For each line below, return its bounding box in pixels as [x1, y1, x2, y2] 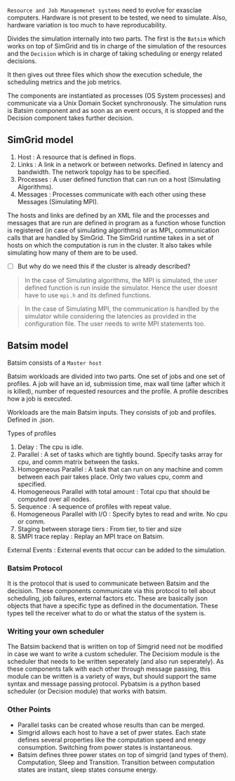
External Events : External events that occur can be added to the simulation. [7, 545, 227, 554]
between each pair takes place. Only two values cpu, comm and [17, 472, 203, 481]
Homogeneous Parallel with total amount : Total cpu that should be [17, 487, 210, 495]
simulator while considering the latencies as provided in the [24, 312, 196, 320]
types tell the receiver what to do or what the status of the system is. [7, 608, 206, 617]
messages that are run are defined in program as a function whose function [7, 218, 226, 227]
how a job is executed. [7, 394, 72, 403]
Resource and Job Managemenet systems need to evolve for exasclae [7, 6, 202, 14]
